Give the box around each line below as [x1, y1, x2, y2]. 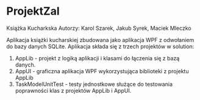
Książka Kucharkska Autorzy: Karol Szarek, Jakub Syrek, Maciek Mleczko [6, 24, 191, 32]
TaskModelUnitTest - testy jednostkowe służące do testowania [15, 80, 173, 88]
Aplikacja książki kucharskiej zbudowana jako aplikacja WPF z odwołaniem [6, 36, 195, 43]
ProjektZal [6, 4, 60, 18]
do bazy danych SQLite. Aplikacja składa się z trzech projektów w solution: [6, 43, 195, 50]
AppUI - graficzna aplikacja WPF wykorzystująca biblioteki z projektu [15, 67, 189, 74]
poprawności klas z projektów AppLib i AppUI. [15, 87, 132, 94]
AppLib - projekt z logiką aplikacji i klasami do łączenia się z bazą [15, 54, 180, 62]
